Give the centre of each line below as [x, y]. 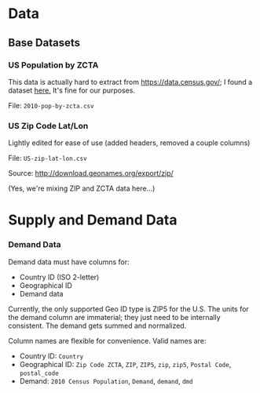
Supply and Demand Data [93, 220]
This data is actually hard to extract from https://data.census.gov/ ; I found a [130, 82]
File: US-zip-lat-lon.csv [48, 158]
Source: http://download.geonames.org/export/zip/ [91, 173]
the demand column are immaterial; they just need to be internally [115, 317]
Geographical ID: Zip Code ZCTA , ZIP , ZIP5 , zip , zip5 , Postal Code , [125, 364]
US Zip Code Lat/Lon [48, 126]
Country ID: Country [51, 356]
